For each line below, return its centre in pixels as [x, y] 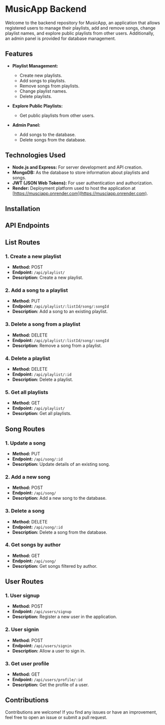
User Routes [24, 582]
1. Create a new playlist [33, 256]
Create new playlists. [41, 75]
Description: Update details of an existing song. [61, 464]
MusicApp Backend [46, 9]
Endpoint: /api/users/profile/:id [47, 680]
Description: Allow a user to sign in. [49, 651]
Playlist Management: [35, 66]
